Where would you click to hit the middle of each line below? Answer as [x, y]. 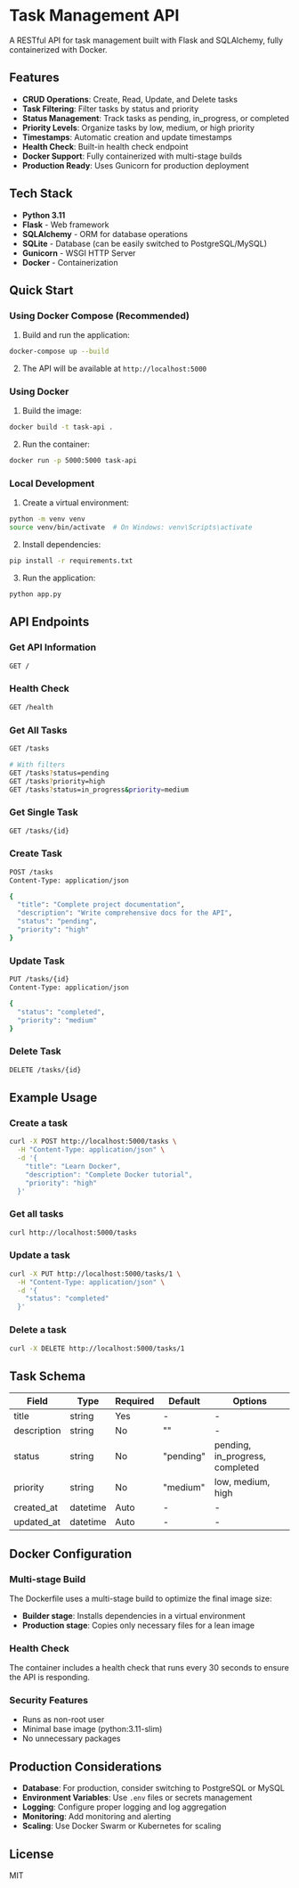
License [32, 1854]
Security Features [49, 1701]
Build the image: [52, 411]
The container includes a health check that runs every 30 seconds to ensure [149, 1668]
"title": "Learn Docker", [73, 1166]
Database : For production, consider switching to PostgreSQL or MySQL [153, 1788]
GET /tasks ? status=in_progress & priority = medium [99, 790]
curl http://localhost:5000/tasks [73, 1232]
